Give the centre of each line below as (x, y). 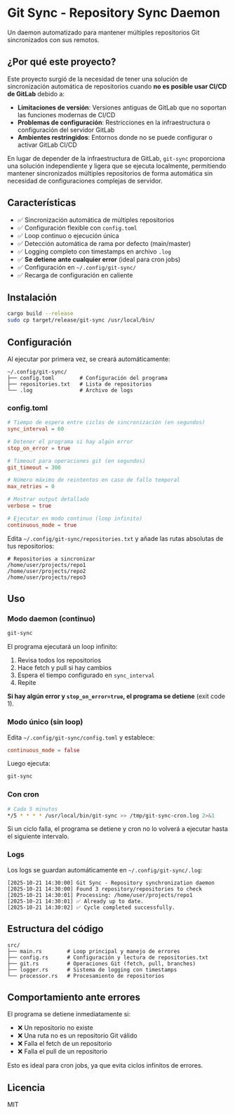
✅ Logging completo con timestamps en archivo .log (94, 251)
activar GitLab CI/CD (47, 145)
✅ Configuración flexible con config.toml (77, 228)
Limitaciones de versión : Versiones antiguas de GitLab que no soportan (122, 107)
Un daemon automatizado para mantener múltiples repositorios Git (103, 32)
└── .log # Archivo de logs (70, 390)
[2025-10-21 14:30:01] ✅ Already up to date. (75, 901)
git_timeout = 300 (34, 467)
